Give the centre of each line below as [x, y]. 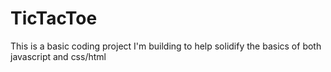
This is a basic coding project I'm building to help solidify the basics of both [166, 46]
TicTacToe [54, 18]
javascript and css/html [58, 56]
